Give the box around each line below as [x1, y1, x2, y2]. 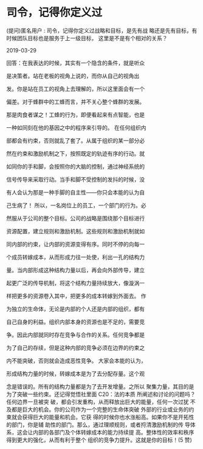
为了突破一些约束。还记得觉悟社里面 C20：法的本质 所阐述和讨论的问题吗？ [6, 391, 196, 398]
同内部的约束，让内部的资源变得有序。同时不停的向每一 [6, 240, 145, 247]
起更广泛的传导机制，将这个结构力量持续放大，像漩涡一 [6, 279, 145, 286]
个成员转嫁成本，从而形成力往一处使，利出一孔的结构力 [6, 253, 145, 261]
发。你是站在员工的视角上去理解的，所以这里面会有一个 [6, 85, 145, 92]
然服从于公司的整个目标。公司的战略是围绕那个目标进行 [6, 214, 145, 222]
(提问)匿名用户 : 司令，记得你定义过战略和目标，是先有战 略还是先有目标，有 [6, 27, 198, 34]
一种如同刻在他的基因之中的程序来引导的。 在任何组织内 [6, 124, 146, 131]
